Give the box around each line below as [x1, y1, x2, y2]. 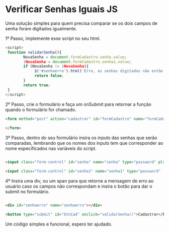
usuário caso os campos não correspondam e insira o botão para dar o [5, 183, 152, 189]
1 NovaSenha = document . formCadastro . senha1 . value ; [23, 59, 132, 64]
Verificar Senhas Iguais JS [5, 4, 118, 15]
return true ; [23, 82, 51, 88]
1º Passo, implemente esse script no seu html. [5, 35, 101, 41]
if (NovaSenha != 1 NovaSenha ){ [23, 64, 89, 69]
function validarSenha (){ [7, 49, 62, 55]
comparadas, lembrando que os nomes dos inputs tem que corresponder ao [5, 140, 163, 146]
